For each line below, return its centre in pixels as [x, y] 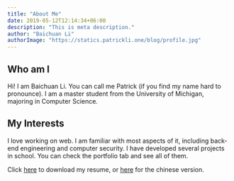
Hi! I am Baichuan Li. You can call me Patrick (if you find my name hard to [115, 86]
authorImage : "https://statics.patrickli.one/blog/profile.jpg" [104, 40]
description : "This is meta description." [71, 27]
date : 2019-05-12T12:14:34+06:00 [57, 21]
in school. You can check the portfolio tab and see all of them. [98, 155]
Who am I [28, 69]
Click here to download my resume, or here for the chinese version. [106, 169]
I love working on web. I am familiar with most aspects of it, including [108, 141]
